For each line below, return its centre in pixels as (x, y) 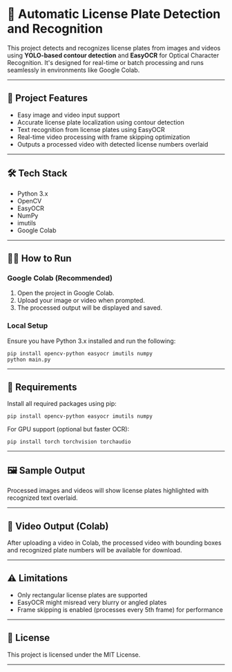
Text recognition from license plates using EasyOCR (91, 129)
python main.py (29, 360)
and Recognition (55, 29)
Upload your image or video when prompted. (81, 301)
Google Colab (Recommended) (60, 278)
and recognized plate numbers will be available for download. (95, 550)
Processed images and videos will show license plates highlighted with (108, 491)
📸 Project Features (48, 99)
